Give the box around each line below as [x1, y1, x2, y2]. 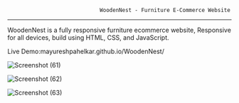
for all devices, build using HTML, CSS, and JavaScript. [7, 33, 169, 42]
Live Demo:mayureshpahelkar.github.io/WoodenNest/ [7, 47, 165, 55]
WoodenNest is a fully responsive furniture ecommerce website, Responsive [7, 26, 231, 34]
